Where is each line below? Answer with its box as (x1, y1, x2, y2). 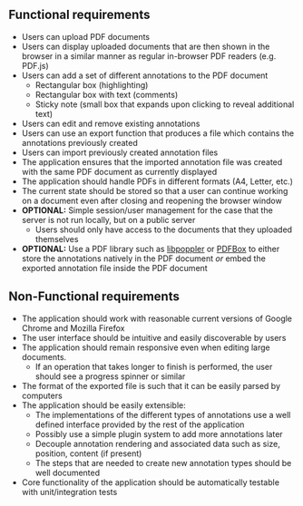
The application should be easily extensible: (21, 399, 187, 411)
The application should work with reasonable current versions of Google (21, 313, 292, 324)
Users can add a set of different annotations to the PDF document (21, 70, 269, 81)
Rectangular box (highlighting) (34, 79, 149, 90)
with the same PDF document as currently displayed (21, 166, 218, 177)
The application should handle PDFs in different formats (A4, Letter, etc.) (21, 176, 294, 187)
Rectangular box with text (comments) (34, 89, 179, 100)
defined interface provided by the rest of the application (34, 419, 245, 430)
